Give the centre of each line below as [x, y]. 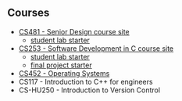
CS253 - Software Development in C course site [96, 48]
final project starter [61, 65]
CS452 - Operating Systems [64, 73]
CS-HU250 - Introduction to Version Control [89, 90]
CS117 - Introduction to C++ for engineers [86, 81]
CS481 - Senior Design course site [74, 31]
